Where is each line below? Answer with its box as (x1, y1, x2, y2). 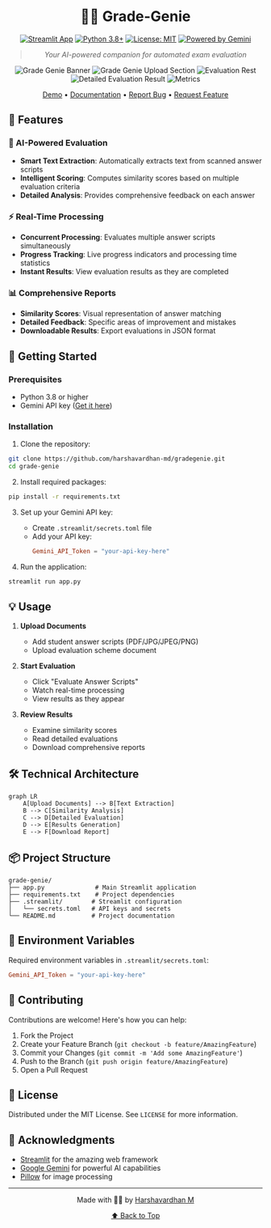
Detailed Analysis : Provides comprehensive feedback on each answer (19, 190, 256, 200)
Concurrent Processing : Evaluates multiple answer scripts (19, 232, 216, 242)
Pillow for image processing (19, 1172, 113, 1182)
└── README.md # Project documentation (8, 912, 175, 921)
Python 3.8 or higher (19, 392, 89, 401)
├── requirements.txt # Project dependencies (8, 891, 175, 899)
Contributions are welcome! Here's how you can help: (8, 1014, 187, 1024)
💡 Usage (8, 599, 52, 613)
